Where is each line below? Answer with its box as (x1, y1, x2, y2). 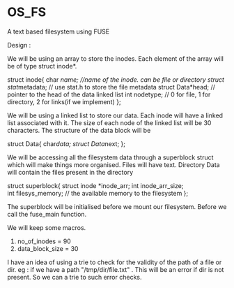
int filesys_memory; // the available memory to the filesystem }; (7, 189, 189, 197)
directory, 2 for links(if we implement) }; (7, 97, 121, 106)
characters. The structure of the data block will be (7, 126, 151, 134)
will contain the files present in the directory (7, 168, 134, 176)
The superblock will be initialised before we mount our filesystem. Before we (7, 202, 227, 210)
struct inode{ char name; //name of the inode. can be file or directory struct (7, 75, 225, 84)
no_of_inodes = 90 (17, 237, 71, 245)
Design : (7, 41, 31, 49)
